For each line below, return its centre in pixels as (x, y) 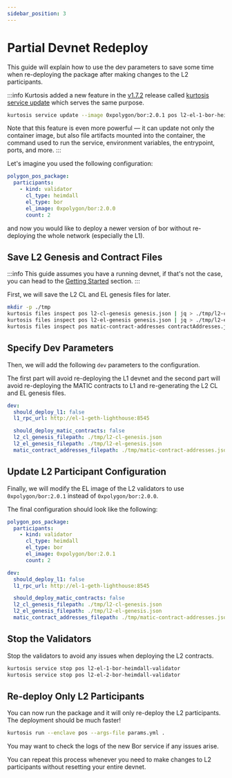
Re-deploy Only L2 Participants (76, 696)
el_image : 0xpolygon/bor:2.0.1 (70, 554)
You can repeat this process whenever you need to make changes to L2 (109, 760)
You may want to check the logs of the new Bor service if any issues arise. (113, 746)
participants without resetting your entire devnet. (77, 767)
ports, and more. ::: (34, 150)
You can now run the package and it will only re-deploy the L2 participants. (114, 713)
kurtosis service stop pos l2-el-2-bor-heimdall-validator (94, 675)
